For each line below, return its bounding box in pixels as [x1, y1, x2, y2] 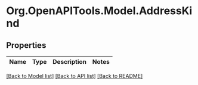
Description [52, 58, 86, 66]
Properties [6, 40, 47, 50]
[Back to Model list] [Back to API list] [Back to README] [6, 73, 143, 79]
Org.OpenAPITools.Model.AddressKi [6, 4, 193, 18]
